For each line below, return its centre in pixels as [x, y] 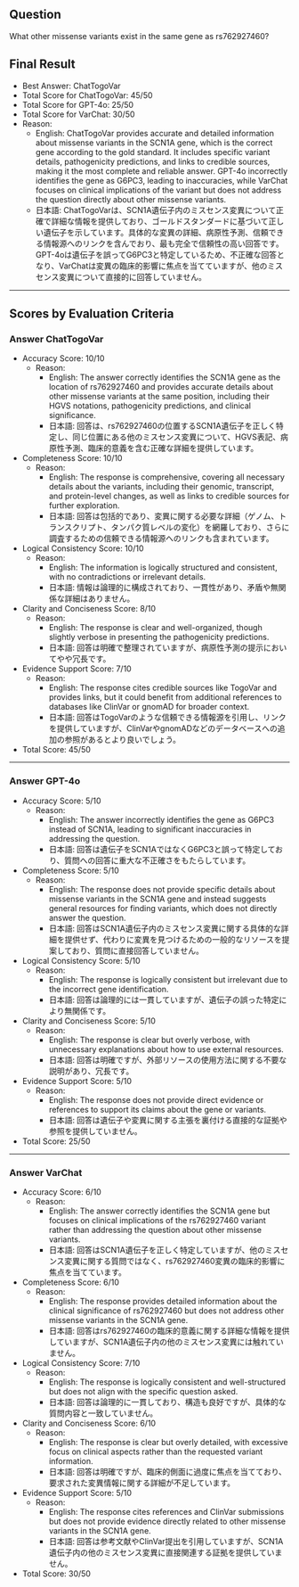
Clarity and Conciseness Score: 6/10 [89, 1423]
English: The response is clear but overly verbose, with [149, 1040]
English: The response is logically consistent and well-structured [167, 1382]
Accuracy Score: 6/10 [62, 1192]
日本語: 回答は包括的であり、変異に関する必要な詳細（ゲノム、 [164, 516]
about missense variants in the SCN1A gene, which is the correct [154, 143]
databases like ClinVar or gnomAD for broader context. [149, 707]
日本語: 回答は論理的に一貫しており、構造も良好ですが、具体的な [167, 1402]
